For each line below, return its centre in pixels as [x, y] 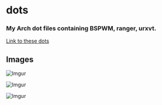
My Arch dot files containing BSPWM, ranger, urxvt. [81, 29]
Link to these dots [28, 41]
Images [20, 59]
